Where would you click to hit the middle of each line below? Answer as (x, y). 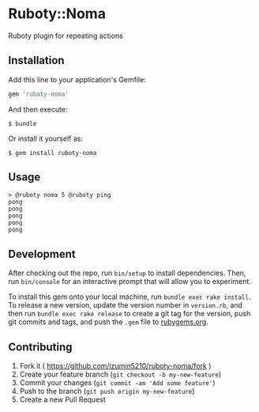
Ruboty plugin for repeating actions (66, 36)
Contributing (40, 347)
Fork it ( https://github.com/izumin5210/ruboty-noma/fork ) (115, 366)
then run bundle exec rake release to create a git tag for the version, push (129, 314)
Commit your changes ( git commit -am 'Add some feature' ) (117, 383)
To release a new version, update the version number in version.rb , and (126, 305)
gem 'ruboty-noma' (38, 94)
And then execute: (38, 109)
